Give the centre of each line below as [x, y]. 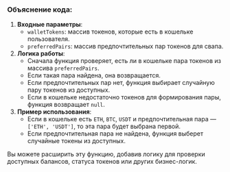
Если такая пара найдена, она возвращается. [94, 75]
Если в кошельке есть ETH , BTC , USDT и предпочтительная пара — [122, 119]
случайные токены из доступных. [76, 141]
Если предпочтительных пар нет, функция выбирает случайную [121, 83]
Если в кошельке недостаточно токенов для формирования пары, [124, 97]
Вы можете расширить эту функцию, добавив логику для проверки [106, 154]
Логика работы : [41, 53]
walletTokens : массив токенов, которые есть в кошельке [110, 32]
